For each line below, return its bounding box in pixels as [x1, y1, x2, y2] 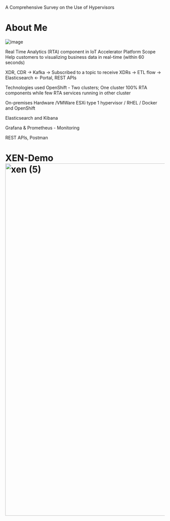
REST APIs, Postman [5, 134, 48, 141]
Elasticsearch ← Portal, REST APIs [5, 75, 77, 81]
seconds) [5, 59, 25, 65]
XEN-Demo [5, 152, 54, 164]
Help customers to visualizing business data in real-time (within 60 [5, 54, 144, 60]
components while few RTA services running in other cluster [5, 90, 131, 96]
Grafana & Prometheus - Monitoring [5, 124, 80, 131]
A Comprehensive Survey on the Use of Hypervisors [5, 5, 115, 10]
